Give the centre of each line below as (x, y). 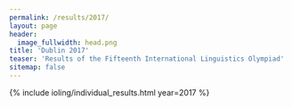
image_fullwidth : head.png (67, 42)
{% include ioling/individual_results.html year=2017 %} (109, 92)
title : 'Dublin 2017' (49, 51)
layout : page (33, 26)
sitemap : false (37, 68)
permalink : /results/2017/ (59, 17)
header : (24, 34)
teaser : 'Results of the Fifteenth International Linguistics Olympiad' (147, 59)
